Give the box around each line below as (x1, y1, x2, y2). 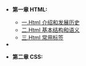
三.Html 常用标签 (21, 34, 64, 41)
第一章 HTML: (12, 6, 48, 13)
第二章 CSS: (12, 53, 43, 60)
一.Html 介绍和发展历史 (21, 19, 80, 26)
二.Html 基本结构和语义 (21, 27, 80, 33)
